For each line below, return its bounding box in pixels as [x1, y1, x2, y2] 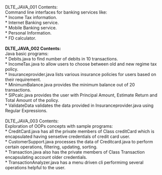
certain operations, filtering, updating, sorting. [5, 144, 98, 150]
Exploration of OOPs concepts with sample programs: [5, 123, 113, 129]
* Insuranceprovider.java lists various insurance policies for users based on [5, 72, 156, 77]
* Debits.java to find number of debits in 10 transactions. [5, 56, 118, 61]
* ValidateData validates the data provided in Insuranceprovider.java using [5, 102, 154, 108]
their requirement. [5, 77, 41, 82]
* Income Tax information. [5, 15, 58, 20]
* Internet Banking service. [5, 19, 59, 25]
